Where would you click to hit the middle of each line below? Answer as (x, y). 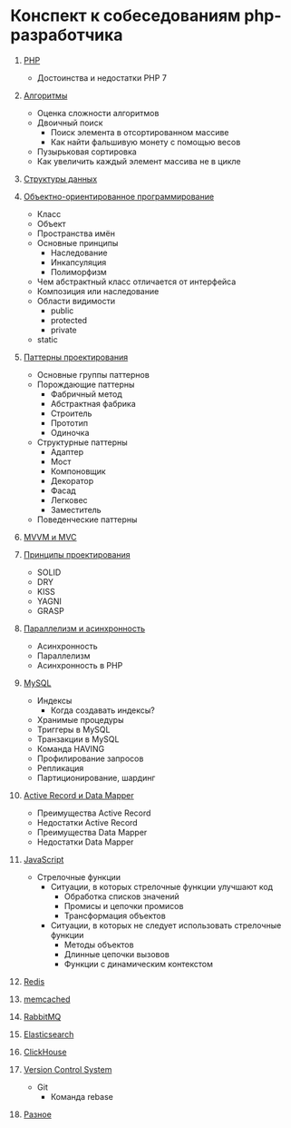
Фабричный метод (87, 394)
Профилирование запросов (90, 758)
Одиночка (70, 432)
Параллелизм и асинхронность (84, 628)
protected (69, 320)
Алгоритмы (45, 95)
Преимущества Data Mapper (92, 832)
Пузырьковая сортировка (87, 152)
